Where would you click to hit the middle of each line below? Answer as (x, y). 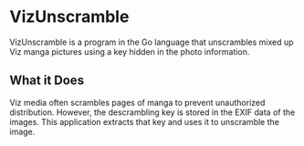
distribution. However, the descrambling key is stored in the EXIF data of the (152, 112)
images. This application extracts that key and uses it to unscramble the (145, 121)
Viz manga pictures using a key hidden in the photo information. (130, 51)
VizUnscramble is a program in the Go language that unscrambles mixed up (152, 42)
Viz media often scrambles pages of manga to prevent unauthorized (137, 102)
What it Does (47, 81)
